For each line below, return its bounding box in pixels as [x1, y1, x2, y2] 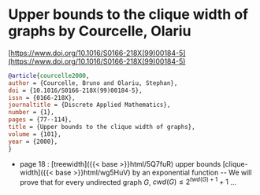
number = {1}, [8, 109, 55, 116]
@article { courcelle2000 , [8, 72, 90, 79]
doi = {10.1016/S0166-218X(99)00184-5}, [8, 86, 143, 94]
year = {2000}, [8, 138, 58, 145]
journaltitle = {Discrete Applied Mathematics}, [8, 101, 171, 109]
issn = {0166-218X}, [8, 94, 76, 101]
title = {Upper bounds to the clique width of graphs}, [8, 123, 195, 131]
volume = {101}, [8, 130, 61, 138]
